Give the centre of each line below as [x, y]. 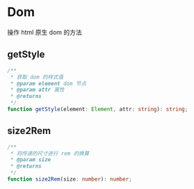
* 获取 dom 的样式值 [37, 77]
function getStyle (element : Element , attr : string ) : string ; [98, 109]
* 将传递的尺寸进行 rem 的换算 [50, 154]
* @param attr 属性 [37, 90]
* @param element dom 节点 [48, 83]
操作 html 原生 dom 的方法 [45, 32]
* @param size [31, 160]
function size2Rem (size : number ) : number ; [70, 179]
